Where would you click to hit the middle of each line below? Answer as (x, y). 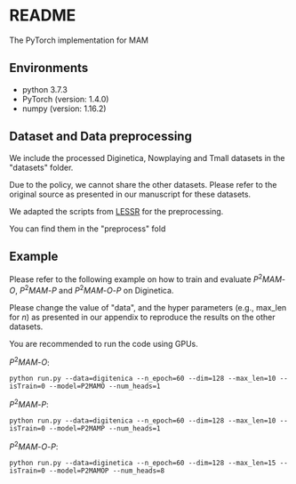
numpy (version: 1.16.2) (64, 109)
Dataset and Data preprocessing (101, 137)
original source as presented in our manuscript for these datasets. (130, 194)
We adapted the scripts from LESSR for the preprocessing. (116, 211)
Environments (49, 68)
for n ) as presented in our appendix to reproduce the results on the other (142, 317)
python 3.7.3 (45, 89)
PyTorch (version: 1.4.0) (65, 99)
